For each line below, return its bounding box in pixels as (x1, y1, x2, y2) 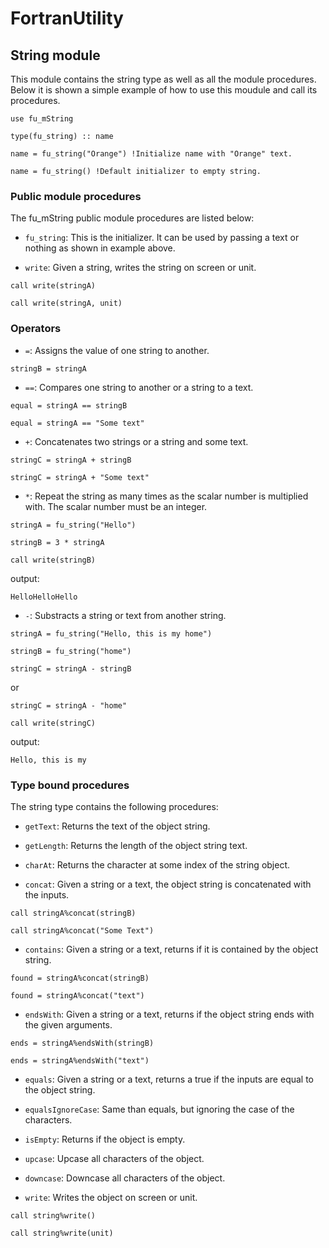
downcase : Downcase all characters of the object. (24, 1172, 226, 1184)
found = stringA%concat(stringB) (10, 973, 150, 983)
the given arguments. (24, 1018, 113, 1031)
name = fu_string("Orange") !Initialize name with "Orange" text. (10, 149, 293, 159)
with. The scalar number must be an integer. (24, 500, 208, 512)
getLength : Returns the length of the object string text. (24, 839, 248, 851)
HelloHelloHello (10, 592, 78, 602)
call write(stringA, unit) (10, 298, 123, 309)
